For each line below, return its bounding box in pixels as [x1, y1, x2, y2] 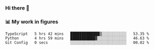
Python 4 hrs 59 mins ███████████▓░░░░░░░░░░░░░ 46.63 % [5, 36, 149, 41]
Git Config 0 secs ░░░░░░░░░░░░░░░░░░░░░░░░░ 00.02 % [5, 40, 149, 45]
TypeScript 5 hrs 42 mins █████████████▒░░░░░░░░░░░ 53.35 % [5, 31, 149, 36]
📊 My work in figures [5, 18, 59, 25]
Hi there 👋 [5, 4, 30, 11]
